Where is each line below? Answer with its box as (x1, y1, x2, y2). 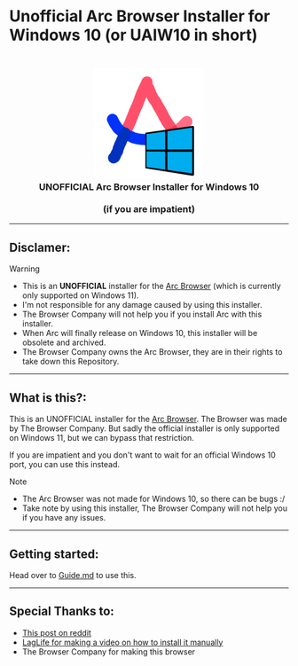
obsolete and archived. (21, 337, 106, 348)
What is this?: (9, 390, 87, 405)
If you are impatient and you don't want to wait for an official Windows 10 (9, 450, 277, 460)
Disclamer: (9, 239, 71, 255)
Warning (9, 263, 40, 274)
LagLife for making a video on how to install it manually (21, 637, 223, 647)
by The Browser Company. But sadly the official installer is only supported (9, 423, 280, 434)
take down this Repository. (21, 357, 120, 367)
